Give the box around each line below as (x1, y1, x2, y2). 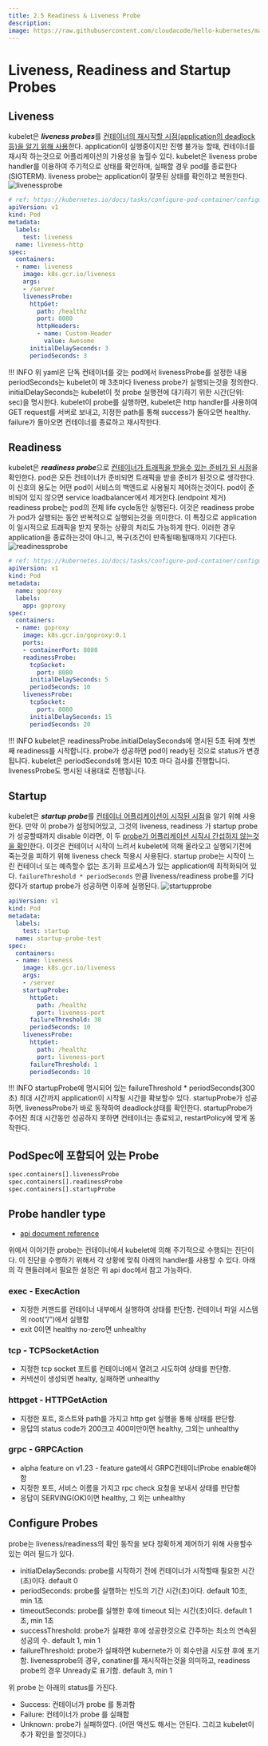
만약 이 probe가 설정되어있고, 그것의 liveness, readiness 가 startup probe (25, 821, 258, 831)
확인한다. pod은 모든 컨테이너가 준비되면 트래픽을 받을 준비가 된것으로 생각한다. (8, 472, 255, 483)
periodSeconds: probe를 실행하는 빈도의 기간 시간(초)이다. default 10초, (19, 1586, 248, 1595)
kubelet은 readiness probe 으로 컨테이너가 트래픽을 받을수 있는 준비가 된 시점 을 (8, 463, 258, 472)
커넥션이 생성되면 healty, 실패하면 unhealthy (19, 1374, 160, 1384)
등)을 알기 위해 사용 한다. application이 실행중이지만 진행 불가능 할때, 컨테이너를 (8, 141, 255, 152)
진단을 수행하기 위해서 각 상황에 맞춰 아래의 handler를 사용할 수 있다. (26, 1254, 241, 1265)
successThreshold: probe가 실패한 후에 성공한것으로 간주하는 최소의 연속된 (19, 1626, 257, 1635)
